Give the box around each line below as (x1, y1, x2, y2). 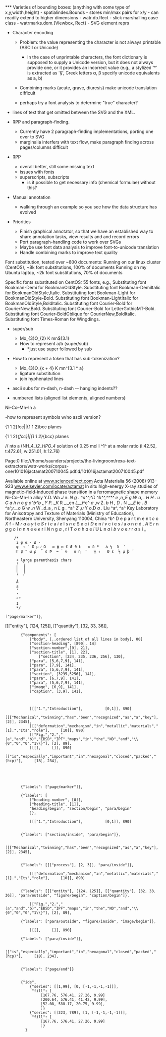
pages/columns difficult (19, 144, 68, 150)
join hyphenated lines (19, 376, 63, 382)
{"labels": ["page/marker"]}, (20, 784, 83, 789)
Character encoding (12, 30, 54, 35)
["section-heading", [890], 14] (29, 641, 97, 646)
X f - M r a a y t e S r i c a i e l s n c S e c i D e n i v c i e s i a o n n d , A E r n (5, 521, 159, 526)
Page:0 (5, 458, 20, 463)
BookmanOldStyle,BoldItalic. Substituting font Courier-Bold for (5, 300, 133, 306)
